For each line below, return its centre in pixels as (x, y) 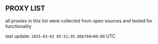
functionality (18, 26)
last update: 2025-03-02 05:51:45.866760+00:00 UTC (61, 36)
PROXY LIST (25, 8)
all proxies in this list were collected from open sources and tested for (79, 20)
